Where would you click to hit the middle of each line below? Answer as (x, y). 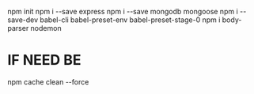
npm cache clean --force (48, 81)
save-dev (23, 20)
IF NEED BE (44, 60)
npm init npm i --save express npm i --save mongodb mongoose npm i (123, 11)
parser (18, 28)
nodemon (46, 28)
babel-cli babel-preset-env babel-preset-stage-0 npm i (130, 20)
